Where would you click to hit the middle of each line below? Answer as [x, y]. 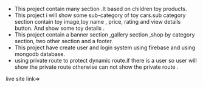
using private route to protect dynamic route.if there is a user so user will [105, 61]
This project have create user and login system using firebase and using [105, 47]
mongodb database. [40, 54]
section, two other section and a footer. [64, 41]
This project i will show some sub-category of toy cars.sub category [100, 15]
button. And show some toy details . [59, 28]
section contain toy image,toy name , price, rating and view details [98, 22]
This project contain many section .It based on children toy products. [101, 9]
